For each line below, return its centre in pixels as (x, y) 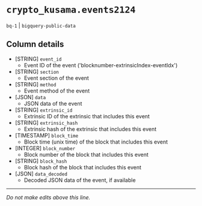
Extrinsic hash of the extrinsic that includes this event (90, 129)
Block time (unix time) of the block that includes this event (96, 142)
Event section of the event (56, 78)
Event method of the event (57, 91)
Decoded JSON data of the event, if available (80, 180)
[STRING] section (37, 71)
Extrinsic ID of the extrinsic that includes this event (87, 116)
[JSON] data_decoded (41, 174)
